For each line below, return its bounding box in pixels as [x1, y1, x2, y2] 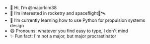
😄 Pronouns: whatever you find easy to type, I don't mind [9, 28, 128, 34]
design [9, 23, 24, 28]
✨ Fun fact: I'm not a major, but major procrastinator [9, 33, 117, 39]
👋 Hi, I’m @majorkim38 [9, 5, 57, 10]
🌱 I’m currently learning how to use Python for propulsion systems [9, 17, 146, 23]
